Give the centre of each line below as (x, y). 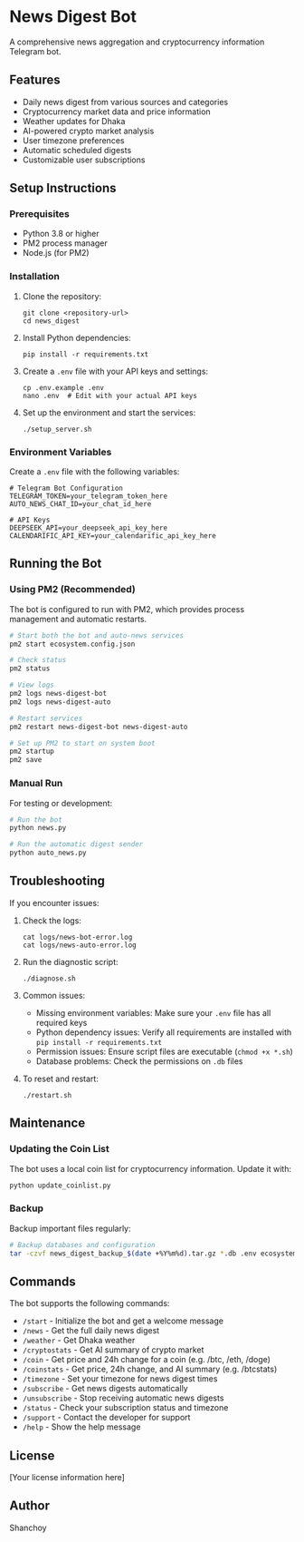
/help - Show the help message (81, 1427)
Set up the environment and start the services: (109, 412)
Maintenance (47, 1123)
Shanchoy (28, 1527)
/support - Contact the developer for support (106, 1418)
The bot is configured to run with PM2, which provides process (127, 609)
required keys (62, 1022)
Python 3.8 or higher (61, 234)
